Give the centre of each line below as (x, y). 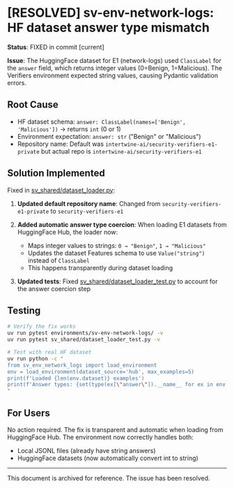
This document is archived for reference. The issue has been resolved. (109, 478)
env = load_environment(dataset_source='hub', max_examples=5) (101, 371)
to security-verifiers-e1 (87, 211)
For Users (29, 413)
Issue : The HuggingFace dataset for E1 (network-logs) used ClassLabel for (114, 60)
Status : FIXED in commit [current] (56, 47)
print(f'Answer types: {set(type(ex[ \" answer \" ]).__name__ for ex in (110, 385)
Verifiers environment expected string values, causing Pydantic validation (112, 75)
